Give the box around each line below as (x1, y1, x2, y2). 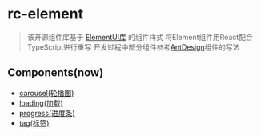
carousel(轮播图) (18, 88, 74, 98)
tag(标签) (18, 118, 50, 128)
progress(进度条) (18, 108, 75, 118)
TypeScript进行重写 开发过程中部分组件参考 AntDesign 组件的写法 (26, 42, 240, 52)
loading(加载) (18, 98, 63, 108)
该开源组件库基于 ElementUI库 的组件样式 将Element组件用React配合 (26, 32, 253, 42)
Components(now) (7, 66, 104, 80)
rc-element (7, 5, 84, 23)
